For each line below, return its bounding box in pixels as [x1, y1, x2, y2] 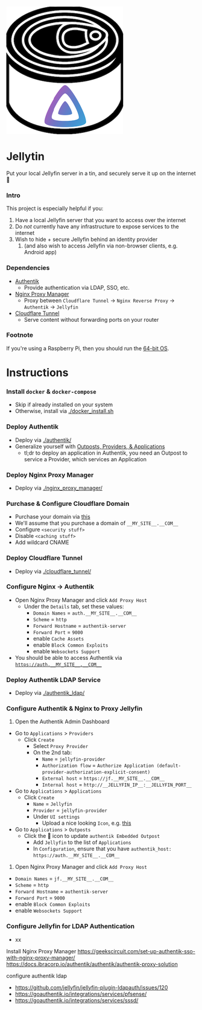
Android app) [24, 249, 57, 256]
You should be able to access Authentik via [14, 654, 122, 661]
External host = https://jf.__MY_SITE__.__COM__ [42, 775, 165, 782]
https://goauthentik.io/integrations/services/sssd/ [14, 997, 139, 1004]
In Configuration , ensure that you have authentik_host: [33, 845, 172, 852]
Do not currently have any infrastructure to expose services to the [14, 223, 179, 230]
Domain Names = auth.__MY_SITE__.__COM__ [33, 609, 137, 616]
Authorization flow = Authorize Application [42, 762, 154, 769]
